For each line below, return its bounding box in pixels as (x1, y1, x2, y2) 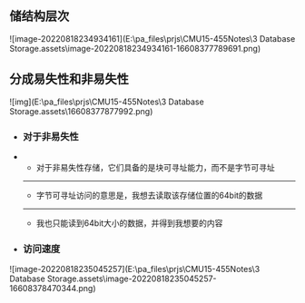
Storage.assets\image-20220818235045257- (46, 273, 217, 284)
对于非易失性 (22, 130, 79, 142)
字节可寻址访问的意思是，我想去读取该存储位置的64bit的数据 (35, 190, 263, 200)
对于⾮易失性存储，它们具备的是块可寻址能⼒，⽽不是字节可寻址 (35, 161, 275, 172)
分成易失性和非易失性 (9, 72, 129, 87)
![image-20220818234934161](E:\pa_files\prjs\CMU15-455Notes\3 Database (9, 33, 296, 44)
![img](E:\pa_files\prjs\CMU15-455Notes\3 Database (9, 96, 204, 107)
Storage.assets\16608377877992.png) (9, 105, 153, 116)
